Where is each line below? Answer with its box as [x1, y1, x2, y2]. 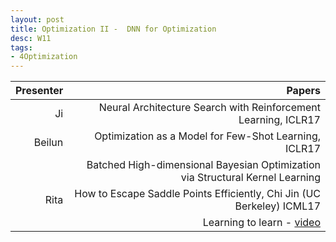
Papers [286, 84, 321, 98]
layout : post [10, 14, 65, 25]
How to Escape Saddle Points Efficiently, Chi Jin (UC [74, 187, 321, 201]
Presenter [15, 84, 64, 98]
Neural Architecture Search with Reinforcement [98, 101, 321, 115]
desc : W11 [10, 33, 52, 43]
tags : [10, 42, 33, 53]
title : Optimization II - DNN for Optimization [10, 24, 217, 34]
